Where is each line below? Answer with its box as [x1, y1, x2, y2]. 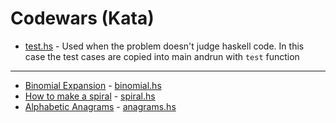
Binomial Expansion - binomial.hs [24, 79, 162, 91]
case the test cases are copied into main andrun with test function [24, 50, 300, 62]
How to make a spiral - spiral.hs [24, 90, 156, 102]
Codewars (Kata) [10, 7, 155, 30]
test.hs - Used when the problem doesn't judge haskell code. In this [24, 40, 305, 52]
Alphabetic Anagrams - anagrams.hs [24, 100, 177, 112]
